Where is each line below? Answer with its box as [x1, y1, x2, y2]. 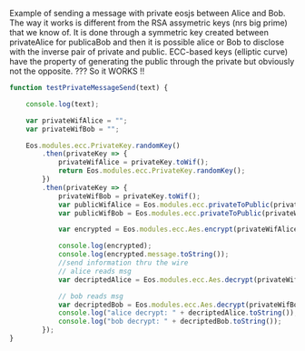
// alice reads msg [57, 266, 132, 276]
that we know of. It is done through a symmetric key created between [9, 27, 270, 37]
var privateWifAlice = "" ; [25, 115, 128, 125]
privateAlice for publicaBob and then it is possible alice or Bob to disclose [9, 36, 284, 47]
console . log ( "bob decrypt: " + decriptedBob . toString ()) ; [57, 317, 282, 326]
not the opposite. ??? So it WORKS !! [9, 65, 145, 76]
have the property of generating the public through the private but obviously [9, 56, 295, 66]
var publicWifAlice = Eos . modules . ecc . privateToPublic [57, 200, 271, 209]
